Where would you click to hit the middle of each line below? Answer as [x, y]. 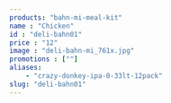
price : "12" [34, 43]
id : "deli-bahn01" [46, 34]
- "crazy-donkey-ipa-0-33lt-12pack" [94, 76]
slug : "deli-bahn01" [48, 84]
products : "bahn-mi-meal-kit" [66, 17]
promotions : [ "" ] [44, 59]
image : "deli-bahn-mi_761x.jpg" [72, 51]
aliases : [26, 68]
